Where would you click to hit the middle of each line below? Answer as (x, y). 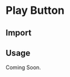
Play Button (35, 11)
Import (18, 33)
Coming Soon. (24, 67)
